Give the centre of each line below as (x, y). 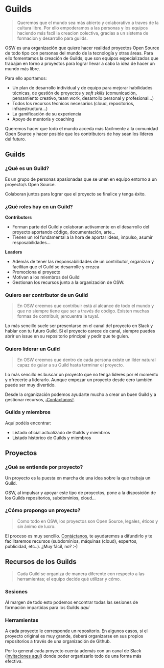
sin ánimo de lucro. (36, 526)
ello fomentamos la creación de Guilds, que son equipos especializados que (82, 58)
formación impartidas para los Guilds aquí (47, 607)
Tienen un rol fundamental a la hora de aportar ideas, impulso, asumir (82, 237)
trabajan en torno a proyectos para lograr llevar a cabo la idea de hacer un (80, 63)
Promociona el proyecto (36, 272)
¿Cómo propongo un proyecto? (43, 510)
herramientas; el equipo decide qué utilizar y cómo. (69, 579)
